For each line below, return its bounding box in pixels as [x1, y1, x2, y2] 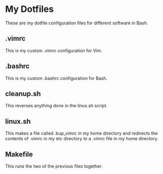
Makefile [5, 150, 33, 159]
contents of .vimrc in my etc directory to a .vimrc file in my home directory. [5, 136, 159, 142]
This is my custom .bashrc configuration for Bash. [5, 75, 108, 81]
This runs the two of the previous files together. [5, 163, 103, 169]
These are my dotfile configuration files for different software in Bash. [5, 20, 149, 26]
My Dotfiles [5, 3, 54, 15]
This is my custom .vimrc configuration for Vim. [5, 47, 103, 53]
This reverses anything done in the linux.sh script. [5, 103, 108, 109]
